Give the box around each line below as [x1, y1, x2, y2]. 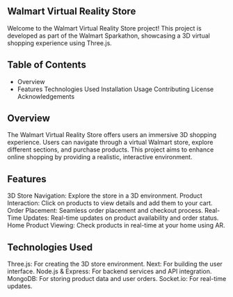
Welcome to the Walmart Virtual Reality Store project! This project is [7, 24, 202, 32]
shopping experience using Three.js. [7, 38, 113, 47]
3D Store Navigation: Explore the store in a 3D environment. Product [7, 191, 203, 200]
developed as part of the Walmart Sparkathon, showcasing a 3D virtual [7, 31, 210, 40]
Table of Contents [7, 59, 87, 71]
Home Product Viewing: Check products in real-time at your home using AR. [7, 221, 225, 230]
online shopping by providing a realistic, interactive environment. [7, 153, 193, 161]
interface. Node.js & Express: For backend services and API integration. [7, 267, 212, 275]
